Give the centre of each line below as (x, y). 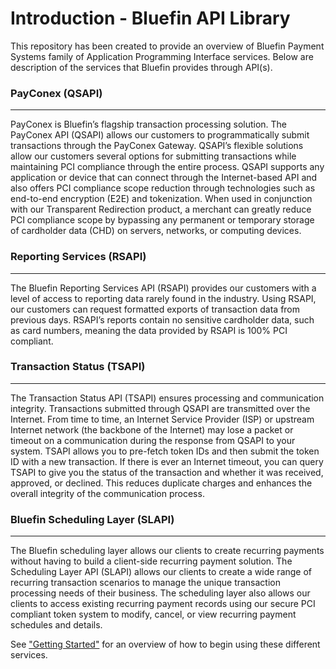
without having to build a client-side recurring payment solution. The (151, 561)
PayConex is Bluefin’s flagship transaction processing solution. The (149, 124)
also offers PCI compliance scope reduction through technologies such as (163, 188)
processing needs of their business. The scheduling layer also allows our (160, 593)
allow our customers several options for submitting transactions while (153, 156)
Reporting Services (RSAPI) (78, 257)
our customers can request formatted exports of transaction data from (155, 309)
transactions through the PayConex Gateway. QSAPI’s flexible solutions (157, 146)
